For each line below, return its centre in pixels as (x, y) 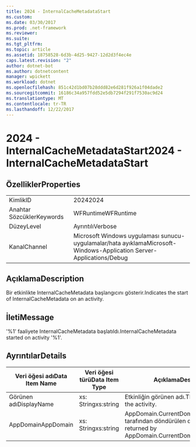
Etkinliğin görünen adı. (155, 397)
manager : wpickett (28, 77)
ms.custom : (19, 17)
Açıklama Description (45, 278)
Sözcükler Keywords (36, 217)
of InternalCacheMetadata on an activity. (55, 299)
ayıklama (134, 243)
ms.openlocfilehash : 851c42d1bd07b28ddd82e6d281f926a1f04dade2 (85, 88)
